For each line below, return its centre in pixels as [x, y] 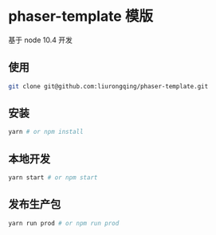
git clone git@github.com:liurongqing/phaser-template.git [108, 86]
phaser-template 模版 [81, 16]
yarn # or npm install [46, 132]
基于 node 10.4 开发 [41, 40]
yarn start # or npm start [53, 178]
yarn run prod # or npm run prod [64, 223]
